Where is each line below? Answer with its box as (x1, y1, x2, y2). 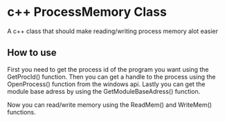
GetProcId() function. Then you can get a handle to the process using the (7, 72, 216, 81)
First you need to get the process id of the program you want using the (7, 65, 209, 73)
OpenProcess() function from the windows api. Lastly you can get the (7, 80, 206, 88)
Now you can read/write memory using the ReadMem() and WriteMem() (7, 101, 213, 109)
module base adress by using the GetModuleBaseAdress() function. (7, 87, 201, 95)
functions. (7, 108, 36, 116)
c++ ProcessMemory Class (7, 4, 168, 20)
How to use (7, 47, 57, 59)
